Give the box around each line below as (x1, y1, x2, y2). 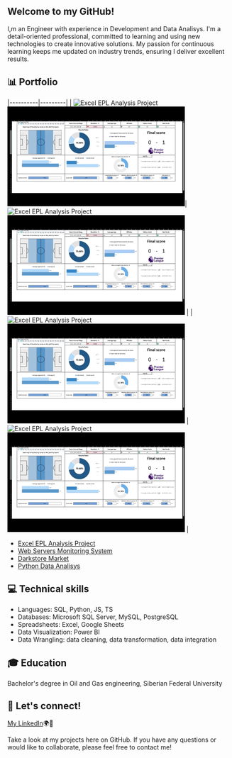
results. (7, 55, 30, 63)
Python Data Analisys (17, 562, 80, 570)
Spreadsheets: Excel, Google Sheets (17, 620, 124, 629)
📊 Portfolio (7, 76, 58, 88)
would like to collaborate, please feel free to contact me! (7, 743, 172, 752)
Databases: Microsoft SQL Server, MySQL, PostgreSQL (17, 613, 179, 621)
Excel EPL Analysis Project (17, 539, 96, 547)
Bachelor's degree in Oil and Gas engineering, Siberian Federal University (7, 679, 223, 688)
